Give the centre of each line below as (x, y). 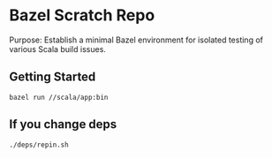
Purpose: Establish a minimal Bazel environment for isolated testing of (136, 40)
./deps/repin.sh (39, 145)
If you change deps (63, 124)
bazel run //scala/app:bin (59, 97)
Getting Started (53, 77)
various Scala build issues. (57, 49)
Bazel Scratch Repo (82, 15)
